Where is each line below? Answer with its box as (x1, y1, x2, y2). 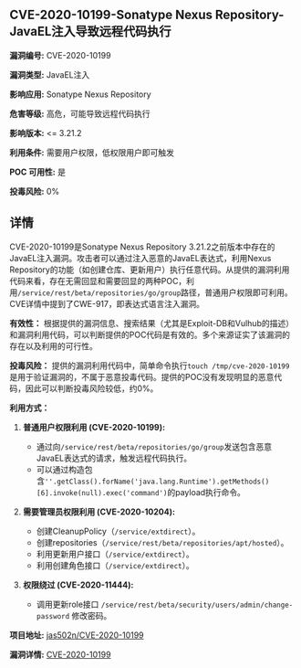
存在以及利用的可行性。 (9, 340, 98, 351)
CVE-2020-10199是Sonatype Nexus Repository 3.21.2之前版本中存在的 (9, 241, 275, 252)
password (36, 611, 70, 620)
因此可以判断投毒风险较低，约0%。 (25, 383, 159, 394)
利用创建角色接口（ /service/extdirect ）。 (36, 559, 194, 570)
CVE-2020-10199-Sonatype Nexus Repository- (9, 7, 285, 23)
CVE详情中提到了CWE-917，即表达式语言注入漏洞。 (9, 298, 205, 309)
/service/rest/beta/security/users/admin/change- (100, 600, 294, 610)
